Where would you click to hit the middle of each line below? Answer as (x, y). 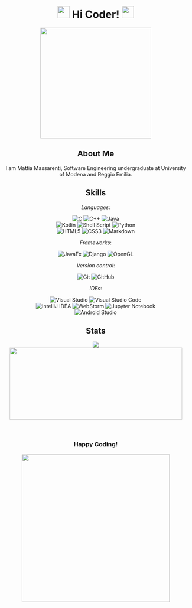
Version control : (96, 265)
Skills (96, 193)
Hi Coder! (96, 14)
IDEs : (96, 288)
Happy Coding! (96, 444)
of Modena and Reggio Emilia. (96, 174)
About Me (96, 154)
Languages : (96, 207)
